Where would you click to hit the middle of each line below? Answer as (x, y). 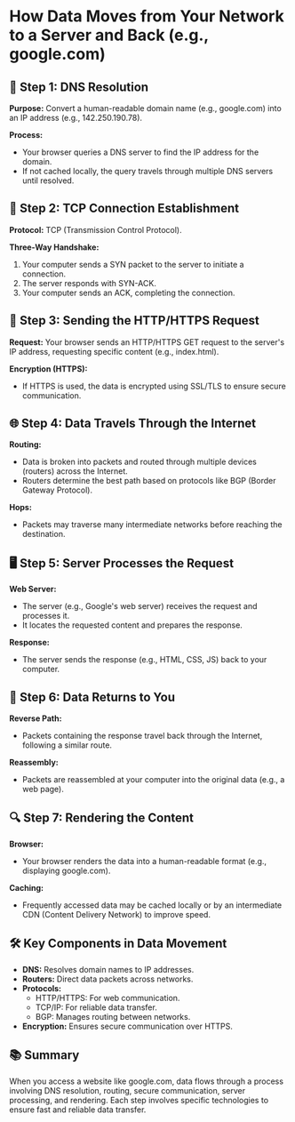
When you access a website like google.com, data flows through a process (147, 1081)
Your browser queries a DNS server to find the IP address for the (140, 152)
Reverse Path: (36, 718)
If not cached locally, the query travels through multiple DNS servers (147, 171)
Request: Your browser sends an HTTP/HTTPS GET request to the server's (147, 342)
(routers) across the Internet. (75, 471)
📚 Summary (44, 1055)
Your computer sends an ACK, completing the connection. (128, 293)
